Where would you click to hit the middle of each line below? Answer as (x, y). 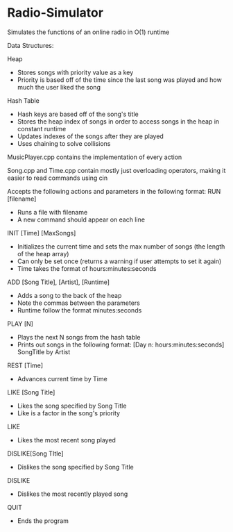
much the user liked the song (59, 87)
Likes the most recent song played (67, 440)
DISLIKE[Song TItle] (35, 454)
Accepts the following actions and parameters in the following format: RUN (114, 191)
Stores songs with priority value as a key (75, 72)
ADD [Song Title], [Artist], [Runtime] (58, 282)
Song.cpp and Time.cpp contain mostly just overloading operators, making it (116, 170)
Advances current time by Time (62, 379)
